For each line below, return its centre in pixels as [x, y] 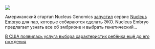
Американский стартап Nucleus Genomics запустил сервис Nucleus [76, 17]
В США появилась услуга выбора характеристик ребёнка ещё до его [77, 36]
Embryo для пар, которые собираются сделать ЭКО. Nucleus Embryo [77, 22]
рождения [16, 41]
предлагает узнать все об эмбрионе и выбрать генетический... [71, 27]
